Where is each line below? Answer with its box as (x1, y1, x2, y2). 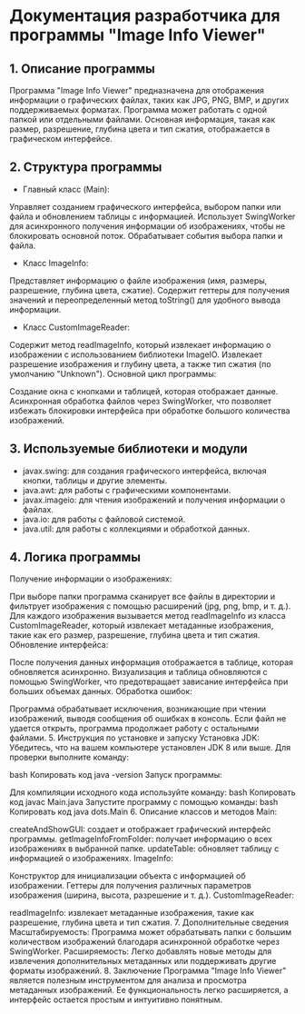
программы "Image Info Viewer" (9, 25, 266, 45)
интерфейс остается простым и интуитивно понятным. (9, 994, 223, 1005)
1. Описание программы (9, 61, 156, 76)
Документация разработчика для (9, 5, 280, 26)
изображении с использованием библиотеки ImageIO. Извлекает (9, 349, 263, 360)
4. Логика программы (9, 550, 141, 565)
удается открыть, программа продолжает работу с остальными (9, 723, 260, 734)
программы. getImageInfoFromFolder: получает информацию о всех (9, 833, 272, 845)
